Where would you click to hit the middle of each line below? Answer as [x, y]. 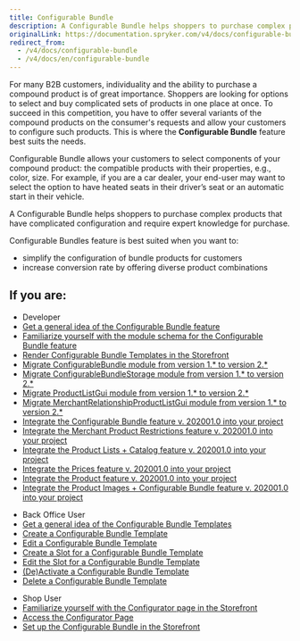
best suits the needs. [48, 141]
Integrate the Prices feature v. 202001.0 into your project [126, 469]
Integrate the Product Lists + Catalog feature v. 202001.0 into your [144, 450]
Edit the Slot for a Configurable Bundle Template [111, 562]
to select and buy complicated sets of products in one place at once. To [142, 103]
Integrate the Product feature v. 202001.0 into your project [129, 478]
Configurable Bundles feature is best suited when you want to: [124, 241]
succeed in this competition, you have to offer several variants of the [135, 113]
